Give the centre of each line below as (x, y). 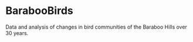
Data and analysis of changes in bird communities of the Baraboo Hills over (96, 27)
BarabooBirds (40, 11)
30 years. (17, 33)
